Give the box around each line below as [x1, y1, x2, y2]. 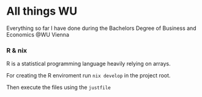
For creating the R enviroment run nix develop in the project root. [6, 72, 171, 79]
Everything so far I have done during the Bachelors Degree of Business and [6, 24, 197, 32]
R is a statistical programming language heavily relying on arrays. [6, 60, 171, 68]
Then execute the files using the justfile [6, 84, 111, 91]
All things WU [6, 4, 78, 18]
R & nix [6, 46, 28, 54]
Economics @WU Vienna [6, 31, 69, 38]
